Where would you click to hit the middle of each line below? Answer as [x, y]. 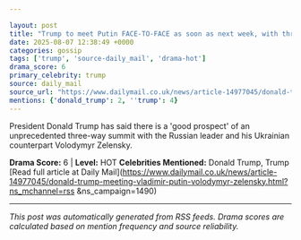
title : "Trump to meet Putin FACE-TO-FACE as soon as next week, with [144, 34]
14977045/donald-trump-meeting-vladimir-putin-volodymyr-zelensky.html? [149, 181]
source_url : [31, 92]
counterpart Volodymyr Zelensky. [71, 145]
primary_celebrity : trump [57, 76]
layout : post [34, 25]
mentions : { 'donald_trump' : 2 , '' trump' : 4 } [94, 100]
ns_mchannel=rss [42, 191]
